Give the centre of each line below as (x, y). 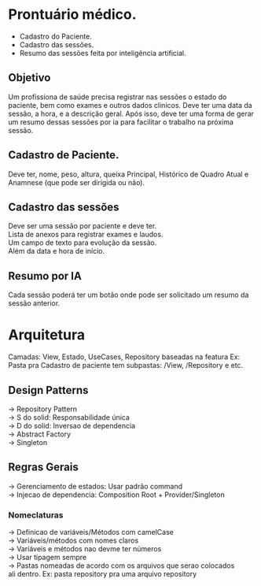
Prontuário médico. (72, 15)
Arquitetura (46, 335)
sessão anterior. (34, 303)
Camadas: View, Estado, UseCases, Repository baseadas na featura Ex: (124, 357)
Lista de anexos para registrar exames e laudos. (86, 235)
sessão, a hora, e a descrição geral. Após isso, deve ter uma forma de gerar (131, 113)
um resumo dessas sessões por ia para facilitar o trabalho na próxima (121, 122)
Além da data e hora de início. (57, 251)
